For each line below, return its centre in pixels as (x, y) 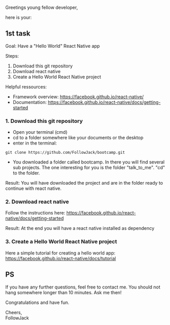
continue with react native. (33, 188)
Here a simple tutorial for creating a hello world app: (60, 253)
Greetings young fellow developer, (42, 7)
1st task (18, 34)
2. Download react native (37, 202)
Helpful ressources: (26, 86)
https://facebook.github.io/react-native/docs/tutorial (61, 258)
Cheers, (14, 312)
